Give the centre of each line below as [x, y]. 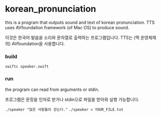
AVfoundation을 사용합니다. [38, 43]
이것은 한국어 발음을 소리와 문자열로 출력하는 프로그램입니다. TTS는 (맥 [72, 37]
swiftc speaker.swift [27, 67]
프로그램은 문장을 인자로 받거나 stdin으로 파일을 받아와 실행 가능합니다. [72, 99]
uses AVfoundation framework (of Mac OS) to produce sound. [67, 27]
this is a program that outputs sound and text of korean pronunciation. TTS [80, 22]
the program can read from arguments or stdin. [52, 89]
